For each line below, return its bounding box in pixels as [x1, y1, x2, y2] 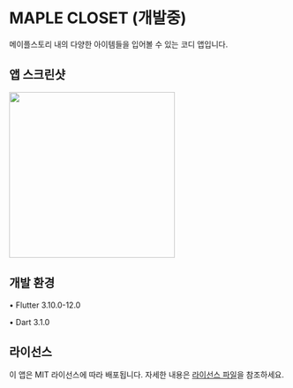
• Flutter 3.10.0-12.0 [9, 300, 81, 310]
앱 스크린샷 [9, 67, 66, 82]
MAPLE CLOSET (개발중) [9, 8, 187, 28]
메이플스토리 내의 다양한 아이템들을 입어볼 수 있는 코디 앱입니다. [9, 39, 229, 49]
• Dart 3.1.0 [9, 316, 50, 327]
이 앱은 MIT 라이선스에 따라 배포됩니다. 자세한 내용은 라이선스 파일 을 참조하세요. [9, 369, 284, 380]
